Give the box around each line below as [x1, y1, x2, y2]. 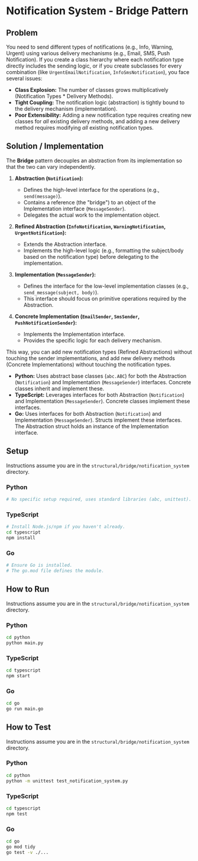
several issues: [6, 75, 43, 82]
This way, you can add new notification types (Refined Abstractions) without [6, 348, 192, 355]
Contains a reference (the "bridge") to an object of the [23, 198, 156, 205]
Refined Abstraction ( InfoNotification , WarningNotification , [14, 223, 166, 230]
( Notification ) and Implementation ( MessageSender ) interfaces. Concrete [14, 378, 191, 385]
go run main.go [6, 706, 44, 712]
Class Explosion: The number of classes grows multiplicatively [14, 86, 168, 93]
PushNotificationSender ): [14, 319, 77, 326]
